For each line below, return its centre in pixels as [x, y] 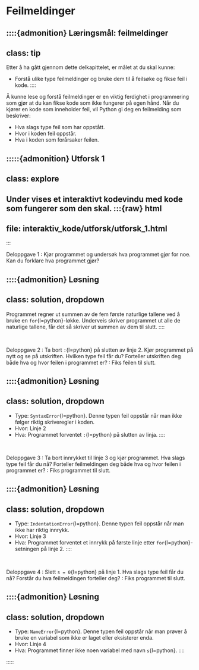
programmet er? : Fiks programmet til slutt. [59, 470]
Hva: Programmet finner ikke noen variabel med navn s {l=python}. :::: [100, 650]
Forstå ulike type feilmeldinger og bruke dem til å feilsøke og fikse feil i [101, 79]
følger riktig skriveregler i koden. [55, 422]
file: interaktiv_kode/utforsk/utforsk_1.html [87, 228]
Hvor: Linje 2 [30, 428]
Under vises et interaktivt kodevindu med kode [94, 199]
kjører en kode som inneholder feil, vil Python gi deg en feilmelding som [94, 109]
